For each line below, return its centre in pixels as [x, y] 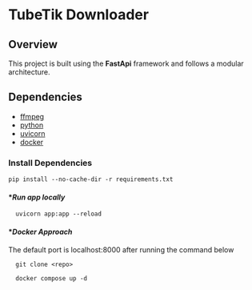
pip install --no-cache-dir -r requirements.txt [91, 179]
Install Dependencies [50, 163]
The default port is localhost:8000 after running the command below [121, 249]
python [32, 125]
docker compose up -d [52, 278]
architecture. [29, 72]
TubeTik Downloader [79, 15]
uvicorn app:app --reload [59, 214]
